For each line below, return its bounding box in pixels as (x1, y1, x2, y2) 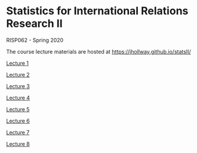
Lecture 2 (6, 71, 30, 78)
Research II (6, 17, 63, 30)
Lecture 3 (6, 82, 30, 90)
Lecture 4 (6, 94, 30, 101)
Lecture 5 (6, 105, 30, 113)
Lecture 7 (6, 129, 30, 136)
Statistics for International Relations (6, 4, 189, 18)
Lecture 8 (6, 140, 30, 147)
